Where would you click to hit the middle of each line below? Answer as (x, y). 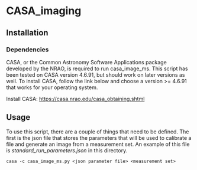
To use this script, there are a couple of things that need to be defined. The (98, 132)
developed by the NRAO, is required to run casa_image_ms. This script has (97, 68)
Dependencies (28, 50)
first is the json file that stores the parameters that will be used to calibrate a (99, 138)
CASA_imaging (44, 11)
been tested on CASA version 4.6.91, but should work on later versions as (96, 74)
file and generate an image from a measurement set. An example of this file (98, 144)
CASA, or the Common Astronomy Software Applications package (86, 62)
